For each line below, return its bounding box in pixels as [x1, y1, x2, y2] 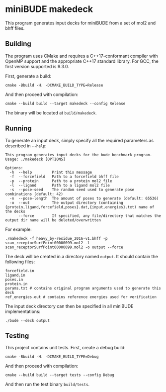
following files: [5, 259, 35, 265]
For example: [5, 226, 32, 232]
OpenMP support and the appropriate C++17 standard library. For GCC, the [5, 58, 159, 64]
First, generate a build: [5, 73, 51, 79]
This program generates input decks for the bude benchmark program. [5, 152, 153, 157]
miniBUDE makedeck [5, 3, 93, 15]
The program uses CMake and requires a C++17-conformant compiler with [5, 53, 158, 59]
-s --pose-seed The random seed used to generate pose [9, 187, 135, 192]
